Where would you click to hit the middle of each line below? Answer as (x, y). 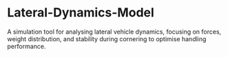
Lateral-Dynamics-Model (81, 13)
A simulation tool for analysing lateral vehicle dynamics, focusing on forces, (114, 32)
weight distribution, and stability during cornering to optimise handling (107, 38)
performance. (27, 46)
